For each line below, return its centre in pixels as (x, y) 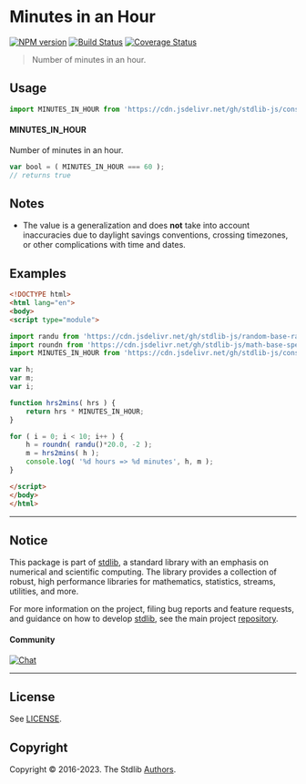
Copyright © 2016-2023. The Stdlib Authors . (93, 769)
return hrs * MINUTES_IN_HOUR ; (85, 412)
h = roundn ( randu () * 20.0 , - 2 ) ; (89, 445)
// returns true (40, 175)
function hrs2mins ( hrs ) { (63, 402)
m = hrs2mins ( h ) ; (63, 453)
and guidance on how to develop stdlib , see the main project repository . (144, 619)
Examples (38, 274)
